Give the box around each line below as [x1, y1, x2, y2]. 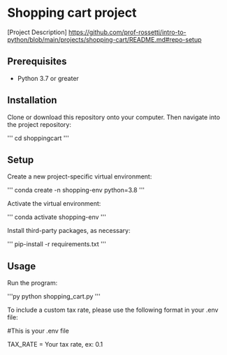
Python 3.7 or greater [17, 74, 79, 82]
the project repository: [7, 120, 72, 128]
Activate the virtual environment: [7, 199, 101, 208]
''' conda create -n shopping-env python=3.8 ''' [7, 186, 145, 195]
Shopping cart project [7, 5, 137, 21]
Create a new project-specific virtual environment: [7, 172, 152, 181]
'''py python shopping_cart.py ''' [7, 292, 101, 301]
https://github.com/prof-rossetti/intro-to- [68, 28, 186, 36]
